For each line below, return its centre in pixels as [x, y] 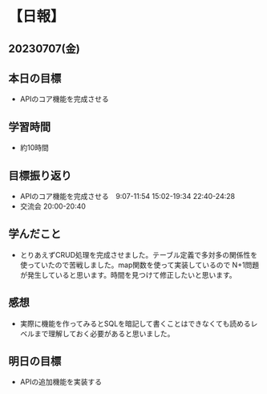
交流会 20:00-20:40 [53, 206]
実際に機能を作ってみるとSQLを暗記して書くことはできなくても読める [135, 323]
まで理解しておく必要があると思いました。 [104, 333]
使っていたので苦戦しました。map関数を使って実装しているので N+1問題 [140, 265]
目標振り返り [40, 175]
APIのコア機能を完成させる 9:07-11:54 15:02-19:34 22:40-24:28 [127, 197]
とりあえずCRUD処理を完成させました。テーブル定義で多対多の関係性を [139, 254]
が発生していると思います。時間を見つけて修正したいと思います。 [128, 274]
